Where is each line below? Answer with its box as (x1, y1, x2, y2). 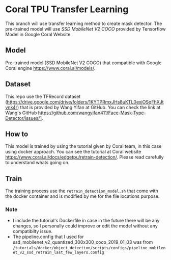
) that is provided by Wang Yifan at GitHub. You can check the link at (17, 104, 161, 110)
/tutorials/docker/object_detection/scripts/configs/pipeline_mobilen (12, 246, 166, 251)
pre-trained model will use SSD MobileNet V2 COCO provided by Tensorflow (5, 25, 166, 32)
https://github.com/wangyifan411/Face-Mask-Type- (38, 110, 146, 116)
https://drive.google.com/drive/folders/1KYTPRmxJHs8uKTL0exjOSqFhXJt (7, 98, 164, 105)
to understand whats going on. (5, 160, 70, 166)
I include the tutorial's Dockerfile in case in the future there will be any (12, 218, 160, 224)
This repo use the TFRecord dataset (5, 93, 81, 99)
